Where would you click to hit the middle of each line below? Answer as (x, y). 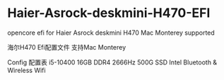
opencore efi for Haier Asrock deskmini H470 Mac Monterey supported (111, 33)
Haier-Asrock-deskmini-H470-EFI (109, 13)
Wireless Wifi (26, 70)
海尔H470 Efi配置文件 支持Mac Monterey (67, 47)
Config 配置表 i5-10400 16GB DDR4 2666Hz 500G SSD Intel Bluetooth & (112, 62)
